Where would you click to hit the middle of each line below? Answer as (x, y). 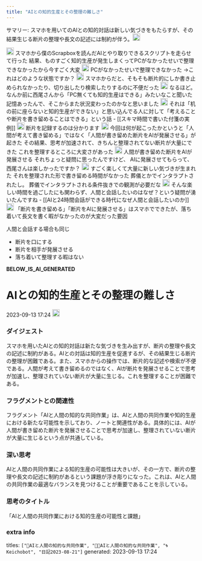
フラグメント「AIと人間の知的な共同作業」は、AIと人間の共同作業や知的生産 (101, 415)
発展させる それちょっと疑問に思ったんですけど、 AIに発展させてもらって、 (99, 159)
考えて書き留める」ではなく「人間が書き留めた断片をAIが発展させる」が (106, 135)
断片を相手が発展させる (44, 249)
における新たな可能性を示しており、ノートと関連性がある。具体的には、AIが (101, 423)
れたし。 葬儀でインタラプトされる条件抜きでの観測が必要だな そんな (97, 185)
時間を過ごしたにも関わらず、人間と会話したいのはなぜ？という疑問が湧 (106, 192)
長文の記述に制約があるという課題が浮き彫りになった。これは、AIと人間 (106, 477)
